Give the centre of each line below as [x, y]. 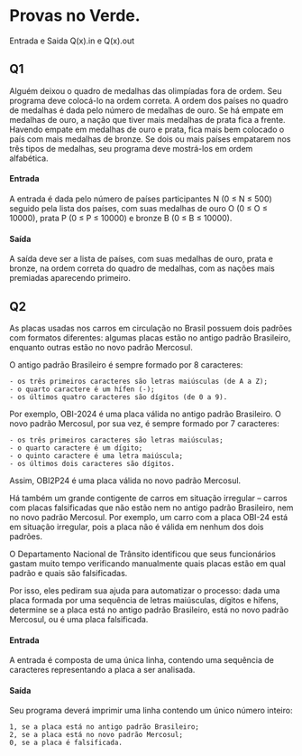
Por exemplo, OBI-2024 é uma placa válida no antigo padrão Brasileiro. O [146, 414]
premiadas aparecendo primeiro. [70, 278]
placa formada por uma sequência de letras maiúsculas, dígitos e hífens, [144, 600]
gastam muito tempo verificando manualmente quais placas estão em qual [147, 563]
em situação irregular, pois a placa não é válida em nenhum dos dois [137, 527]
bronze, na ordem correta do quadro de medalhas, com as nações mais [142, 268]
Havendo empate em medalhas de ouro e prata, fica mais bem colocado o [147, 129]
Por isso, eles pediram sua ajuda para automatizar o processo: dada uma [145, 590]
